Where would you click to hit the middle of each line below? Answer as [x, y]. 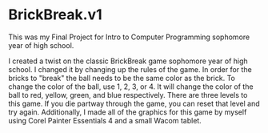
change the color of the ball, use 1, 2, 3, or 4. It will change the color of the [131, 87]
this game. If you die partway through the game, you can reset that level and [134, 103]
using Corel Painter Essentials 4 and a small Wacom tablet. [105, 120]
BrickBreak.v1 [55, 15]
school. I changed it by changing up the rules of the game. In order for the [130, 69]
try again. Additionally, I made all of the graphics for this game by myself [128, 112]
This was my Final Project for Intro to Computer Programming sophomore [129, 37]
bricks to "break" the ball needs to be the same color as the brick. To [122, 78]
